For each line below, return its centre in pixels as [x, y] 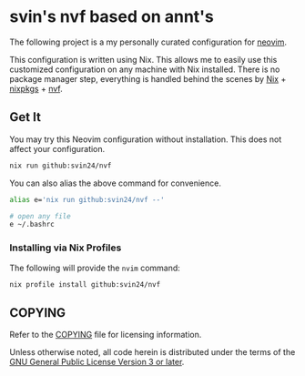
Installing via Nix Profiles [66, 248]
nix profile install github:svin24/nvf [85, 284]
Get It [25, 117]
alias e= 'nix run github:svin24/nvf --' [87, 199]
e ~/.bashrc [32, 225]
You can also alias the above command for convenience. [115, 183]
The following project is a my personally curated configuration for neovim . [148, 42]
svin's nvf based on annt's [112, 17]
